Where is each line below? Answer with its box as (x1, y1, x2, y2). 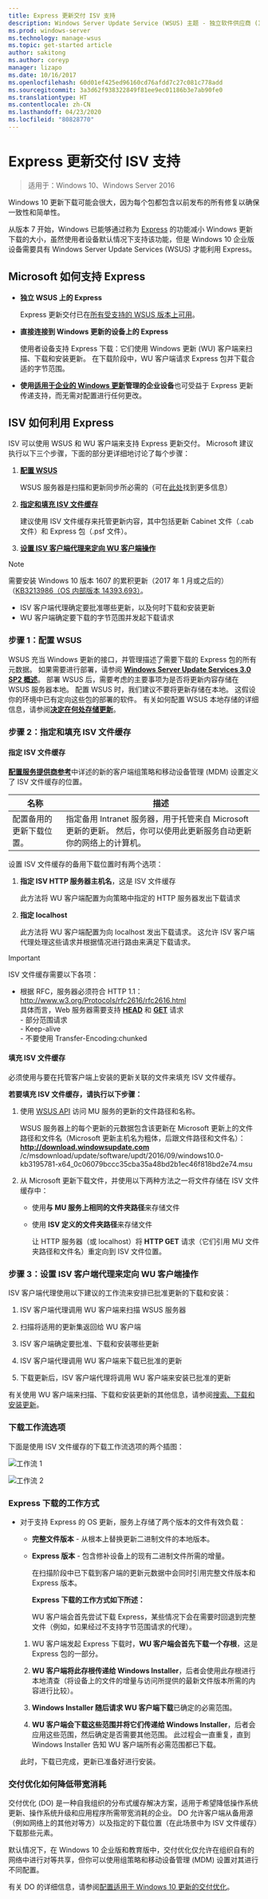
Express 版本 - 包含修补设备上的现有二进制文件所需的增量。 (31, 1551, 230, 1560)
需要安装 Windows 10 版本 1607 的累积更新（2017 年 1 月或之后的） (8, 576, 229, 585)
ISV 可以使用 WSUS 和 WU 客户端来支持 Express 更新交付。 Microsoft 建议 (8, 438, 254, 448)
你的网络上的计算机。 (65, 837, 146, 848)
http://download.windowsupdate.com (19, 1143, 150, 1152)
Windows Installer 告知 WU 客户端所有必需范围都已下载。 (31, 1739, 221, 1749)
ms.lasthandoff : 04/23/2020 (8, 109, 102, 117)
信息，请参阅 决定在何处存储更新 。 (8, 704, 120, 714)
